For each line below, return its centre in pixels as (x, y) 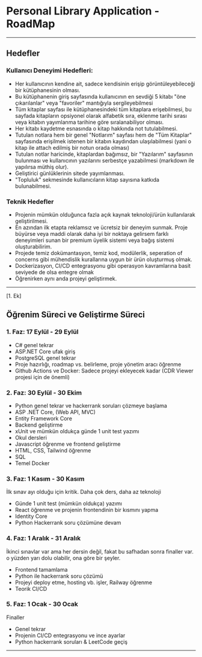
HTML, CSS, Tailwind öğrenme (53, 450)
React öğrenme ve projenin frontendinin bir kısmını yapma (87, 510)
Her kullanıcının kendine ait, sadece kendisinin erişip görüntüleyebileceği (105, 84)
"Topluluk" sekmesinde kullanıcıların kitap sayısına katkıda (87, 179)
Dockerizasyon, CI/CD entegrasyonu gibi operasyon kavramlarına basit (103, 265)
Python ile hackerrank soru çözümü (59, 576)
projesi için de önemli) (42, 377)
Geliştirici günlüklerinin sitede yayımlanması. (70, 173)
